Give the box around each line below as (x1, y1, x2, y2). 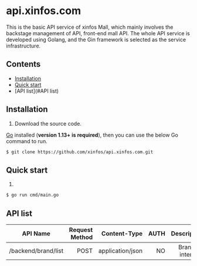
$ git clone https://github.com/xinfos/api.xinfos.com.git (6, 149, 154, 155)
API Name (22, 229, 51, 237)
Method (70, 233, 93, 241)
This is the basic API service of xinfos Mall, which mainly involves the (6, 23, 174, 31)
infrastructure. (6, 42, 41, 49)
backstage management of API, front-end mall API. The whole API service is (6, 29, 191, 36)
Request (69, 225, 93, 234)
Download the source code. (14, 120, 82, 127)
